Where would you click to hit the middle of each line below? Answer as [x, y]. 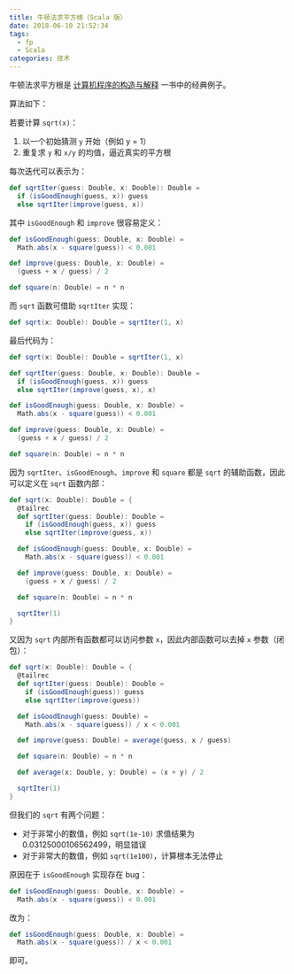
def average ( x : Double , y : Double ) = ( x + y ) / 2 [111, 773]
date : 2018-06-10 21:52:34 [59, 26]
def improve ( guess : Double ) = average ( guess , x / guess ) [124, 740]
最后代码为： [32, 340]
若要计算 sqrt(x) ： [44, 122]
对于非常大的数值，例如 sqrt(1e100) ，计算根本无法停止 [123, 855]
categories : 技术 [40, 58]
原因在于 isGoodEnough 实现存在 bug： [78, 874]
